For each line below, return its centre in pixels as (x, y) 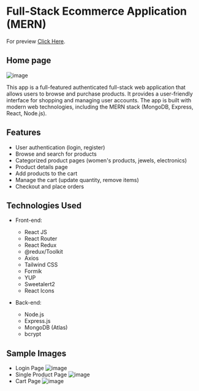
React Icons (39, 291)
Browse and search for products (56, 154)
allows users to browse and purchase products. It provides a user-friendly (99, 94)
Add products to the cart (46, 173)
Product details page (42, 167)
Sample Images (36, 353)
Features (24, 133)
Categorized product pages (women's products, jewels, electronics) (101, 160)
